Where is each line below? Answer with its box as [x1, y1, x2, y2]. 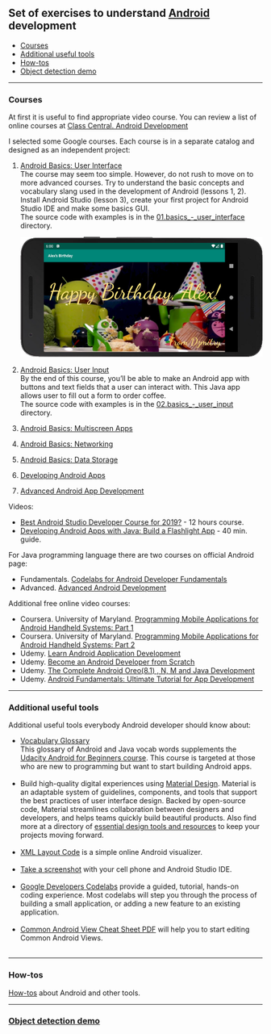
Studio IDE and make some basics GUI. [19, 203, 150, 213]
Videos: [8, 501, 34, 511]
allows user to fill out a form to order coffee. [19, 391, 167, 400]
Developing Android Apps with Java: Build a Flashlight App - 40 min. [19, 525, 248, 535]
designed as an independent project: [8, 145, 131, 155]
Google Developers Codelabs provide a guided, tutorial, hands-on [19, 881, 240, 891]
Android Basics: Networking [19, 439, 114, 449]
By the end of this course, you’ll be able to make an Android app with [19, 373, 250, 383]
